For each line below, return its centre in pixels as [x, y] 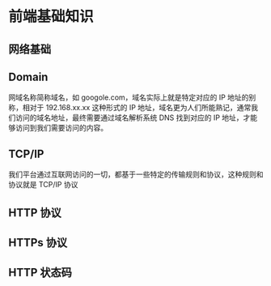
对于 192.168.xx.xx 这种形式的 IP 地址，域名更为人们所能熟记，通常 [140, 108]
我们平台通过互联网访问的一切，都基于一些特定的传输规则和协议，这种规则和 [136, 174]
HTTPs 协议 [38, 243]
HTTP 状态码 [40, 273]
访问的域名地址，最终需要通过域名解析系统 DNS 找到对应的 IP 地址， [129, 117]
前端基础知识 [51, 17]
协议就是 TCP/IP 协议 [43, 185]
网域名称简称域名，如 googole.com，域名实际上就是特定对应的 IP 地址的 [129, 97]
